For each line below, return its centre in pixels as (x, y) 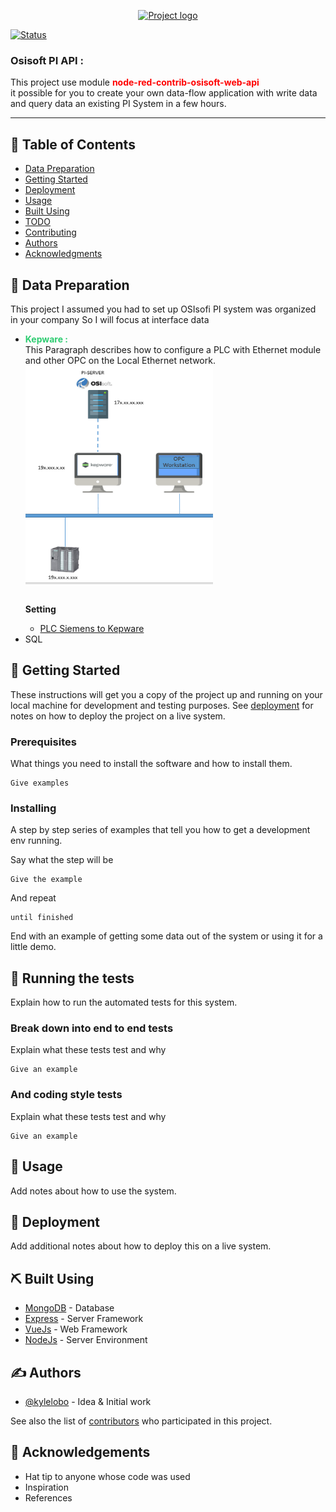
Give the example (46, 880)
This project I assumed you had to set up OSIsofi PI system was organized (163, 309)
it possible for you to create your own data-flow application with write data (164, 93)
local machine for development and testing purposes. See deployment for (162, 705)
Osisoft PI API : (47, 60)
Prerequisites (43, 742)
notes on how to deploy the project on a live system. (118, 716)
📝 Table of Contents (73, 144)
